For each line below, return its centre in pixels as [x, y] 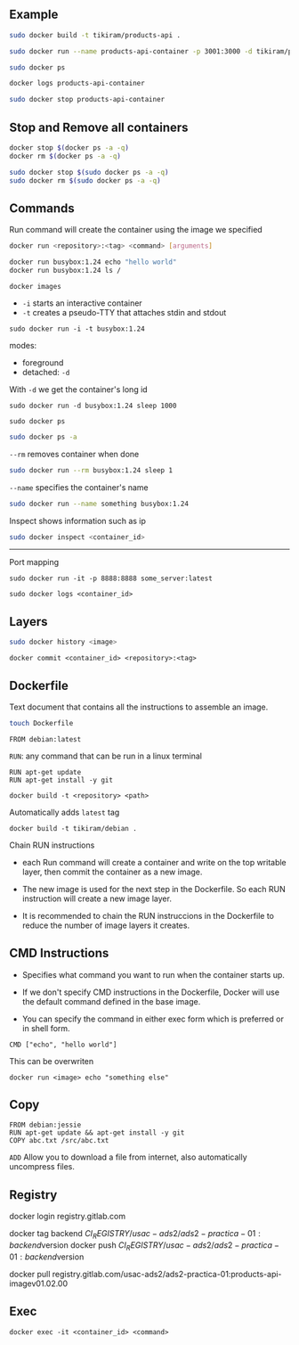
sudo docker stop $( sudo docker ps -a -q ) [89, 172]
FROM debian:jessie [45, 1125]
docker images [36, 286]
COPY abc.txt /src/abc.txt [59, 1141]
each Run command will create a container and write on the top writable [154, 862]
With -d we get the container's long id [79, 389]
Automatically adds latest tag [65, 812]
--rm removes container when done [74, 454]
